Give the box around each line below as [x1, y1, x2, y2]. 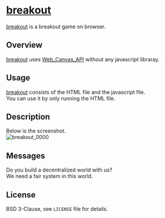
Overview [6, 40, 43, 50]
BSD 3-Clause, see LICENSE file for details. [6, 206, 108, 212]
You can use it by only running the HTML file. [6, 95, 116, 102]
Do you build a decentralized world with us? [6, 166, 113, 174]
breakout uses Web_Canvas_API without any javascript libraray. [6, 55, 160, 62]
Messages [6, 151, 45, 161]
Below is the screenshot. [6, 127, 66, 134]
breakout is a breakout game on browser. [6, 23, 106, 30]
